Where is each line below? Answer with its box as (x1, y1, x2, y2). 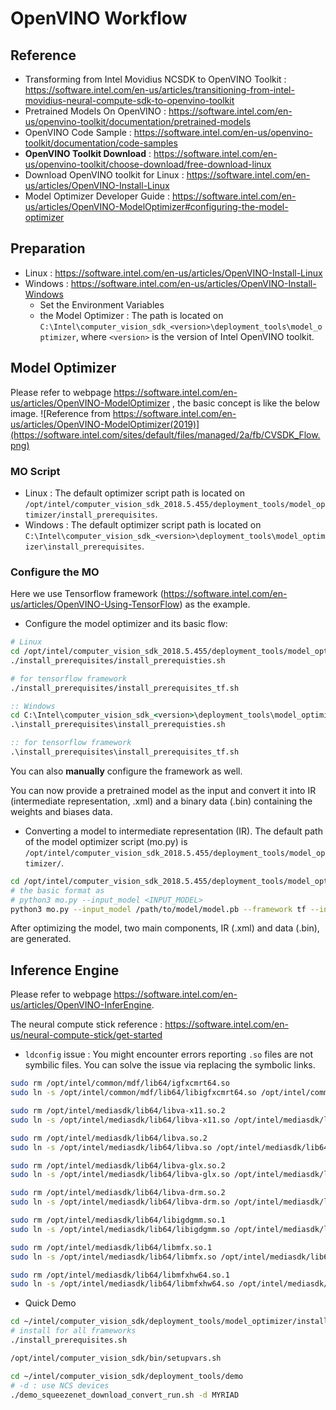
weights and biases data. (10, 805, 113, 817)
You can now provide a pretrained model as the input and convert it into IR (10, 784, 317, 796)
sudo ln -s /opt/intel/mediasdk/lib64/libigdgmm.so (10, 1224, 230, 1234)
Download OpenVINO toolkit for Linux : (24, 169, 185, 181)
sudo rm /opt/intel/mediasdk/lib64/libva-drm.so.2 (10, 1188, 226, 1198)
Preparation (10, 240, 86, 257)
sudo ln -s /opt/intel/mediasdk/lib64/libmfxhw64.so (10, 1279, 235, 1289)
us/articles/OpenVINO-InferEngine (10, 999, 152, 1011)
